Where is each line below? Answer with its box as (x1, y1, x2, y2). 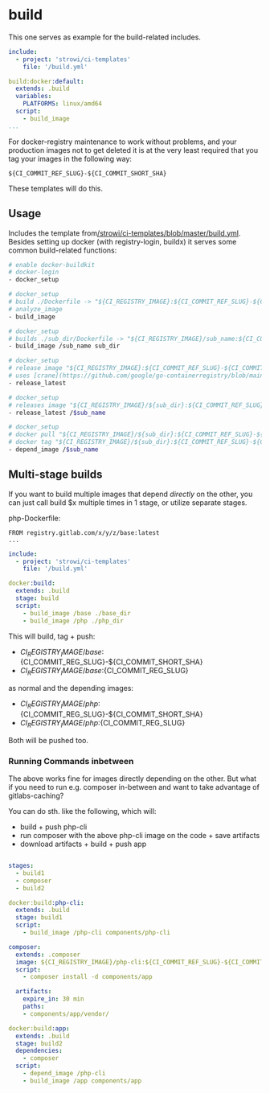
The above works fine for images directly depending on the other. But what (8, 774, 257, 783)
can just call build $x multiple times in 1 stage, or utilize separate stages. (8, 497, 247, 507)
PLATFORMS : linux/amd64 (22, 100, 103, 108)
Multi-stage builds (8, 468, 103, 482)
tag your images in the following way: (8, 154, 133, 163)
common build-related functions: (8, 245, 117, 255)
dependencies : (15, 1047, 63, 1055)
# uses (8, 372, 31, 380)
